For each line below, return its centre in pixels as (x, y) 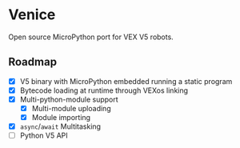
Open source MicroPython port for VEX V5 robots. (91, 37)
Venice (32, 15)
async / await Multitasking (60, 126)
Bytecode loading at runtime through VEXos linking (104, 90)
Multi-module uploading (71, 108)
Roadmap (33, 62)
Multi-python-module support (69, 99)
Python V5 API (44, 136)
